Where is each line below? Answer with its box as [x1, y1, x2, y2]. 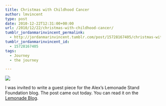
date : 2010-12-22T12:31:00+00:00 [5, 21, 74, 26]
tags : [5, 48, 16, 53]
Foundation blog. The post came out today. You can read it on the [5, 90, 139, 96]
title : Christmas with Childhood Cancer [5, 7, 90, 12]
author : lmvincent [5, 12, 43, 17]
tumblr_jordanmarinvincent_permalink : [5, 30, 85, 35]
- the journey [9, 58, 39, 63]
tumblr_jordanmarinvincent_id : [5, 39, 70, 44]
